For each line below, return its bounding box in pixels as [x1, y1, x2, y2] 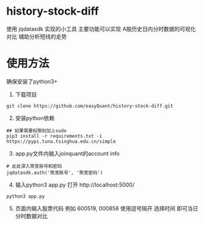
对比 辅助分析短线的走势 [6, 32, 67, 40]
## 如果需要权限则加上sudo [6, 127, 67, 134]
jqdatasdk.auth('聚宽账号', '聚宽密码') [6, 170, 103, 176]
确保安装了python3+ [6, 77, 58, 85]
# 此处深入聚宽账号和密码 [6, 163, 62, 169]
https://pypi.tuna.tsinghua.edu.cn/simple [6, 138, 116, 145]
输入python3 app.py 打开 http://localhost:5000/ [15, 181, 135, 188]
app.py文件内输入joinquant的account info [15, 149, 120, 157]
